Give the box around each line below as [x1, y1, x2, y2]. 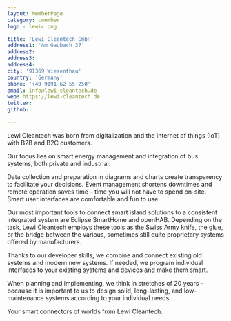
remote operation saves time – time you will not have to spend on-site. [7, 187, 207, 196]
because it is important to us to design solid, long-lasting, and [7, 286, 183, 295]
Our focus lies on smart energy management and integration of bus [7, 152, 199, 160]
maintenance [7, 293, 44, 302]
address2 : [7, 48, 36, 55]
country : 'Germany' [7, 74, 63, 81]
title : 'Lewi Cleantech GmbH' [7, 35, 94, 42]
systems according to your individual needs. [45, 293, 171, 302]
